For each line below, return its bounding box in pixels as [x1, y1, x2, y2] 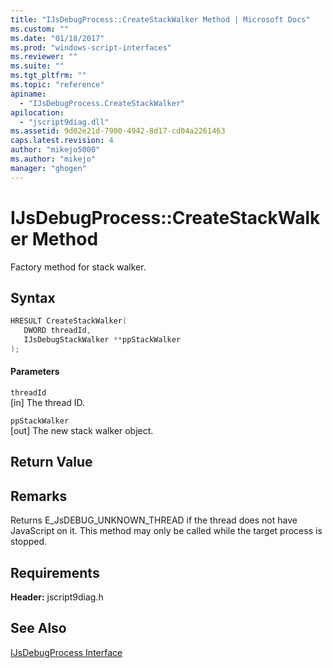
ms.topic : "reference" [10, 80, 105, 90]
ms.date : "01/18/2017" [10, 33, 105, 43]
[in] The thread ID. [10, 397, 86, 409]
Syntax [10, 289, 56, 306]
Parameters [10, 366, 60, 378]
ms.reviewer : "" [10, 52, 78, 62]
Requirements [10, 564, 100, 581]
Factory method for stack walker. [10, 261, 147, 273]
